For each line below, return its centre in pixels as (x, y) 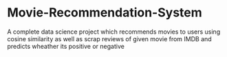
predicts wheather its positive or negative (66, 46)
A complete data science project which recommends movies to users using (114, 32)
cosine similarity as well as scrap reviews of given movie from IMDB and (109, 38)
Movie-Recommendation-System (105, 13)
